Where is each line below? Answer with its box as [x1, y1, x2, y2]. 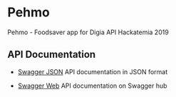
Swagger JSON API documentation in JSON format [17, 67, 168, 76]
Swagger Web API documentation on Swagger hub [17, 81, 167, 90]
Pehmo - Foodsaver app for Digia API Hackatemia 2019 [7, 28, 169, 36]
